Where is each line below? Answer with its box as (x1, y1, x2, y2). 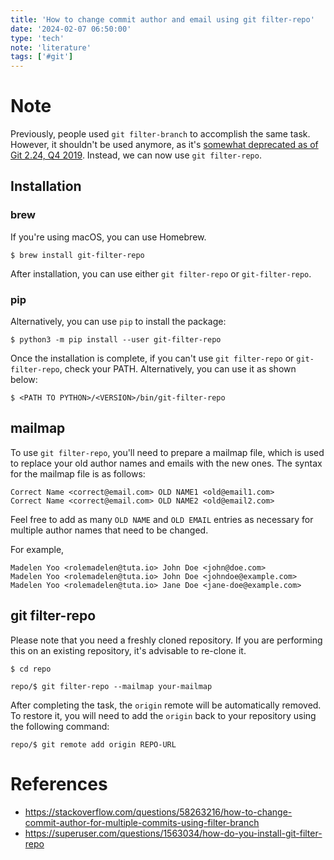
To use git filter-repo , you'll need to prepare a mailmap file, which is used (10, 446, 325, 458)
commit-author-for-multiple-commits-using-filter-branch (24, 816, 260, 828)
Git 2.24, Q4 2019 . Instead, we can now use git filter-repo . (10, 149, 262, 161)
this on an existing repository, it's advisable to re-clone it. (10, 644, 247, 656)
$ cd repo (10, 664, 52, 674)
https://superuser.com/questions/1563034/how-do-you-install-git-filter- (24, 827, 323, 839)
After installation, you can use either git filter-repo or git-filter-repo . (10, 267, 312, 280)
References (10, 772, 108, 795)
